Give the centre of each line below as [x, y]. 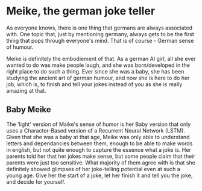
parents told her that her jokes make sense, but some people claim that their [101, 156]
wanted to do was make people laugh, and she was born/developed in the [98, 65]
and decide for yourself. [36, 181]
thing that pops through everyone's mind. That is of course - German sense [100, 40]
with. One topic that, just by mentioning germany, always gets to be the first [100, 34]
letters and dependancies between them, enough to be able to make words [99, 143]
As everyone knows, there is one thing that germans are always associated [99, 28]
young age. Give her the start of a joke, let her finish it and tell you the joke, [99, 175]
